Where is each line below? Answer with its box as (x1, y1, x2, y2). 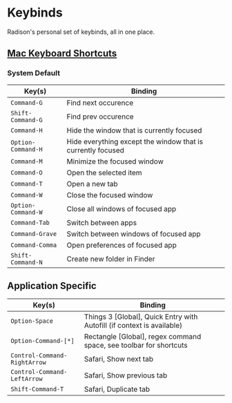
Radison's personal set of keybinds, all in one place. (7, 28, 155, 36)
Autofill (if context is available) (84, 321, 183, 331)
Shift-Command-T (10, 385, 64, 393)
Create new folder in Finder (66, 254, 155, 264)
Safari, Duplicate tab (84, 384, 151, 394)
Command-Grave (10, 230, 57, 237)
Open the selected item (66, 168, 143, 177)
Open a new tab (66, 179, 119, 188)
